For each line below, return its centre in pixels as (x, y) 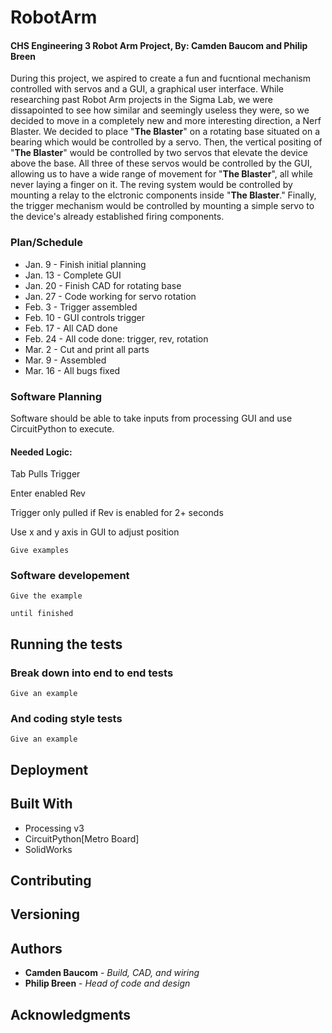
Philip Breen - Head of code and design (107, 983)
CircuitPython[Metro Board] (82, 838)
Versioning (45, 914)
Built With (41, 804)
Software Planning (56, 396)
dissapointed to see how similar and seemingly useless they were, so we (160, 110)
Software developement (70, 576)
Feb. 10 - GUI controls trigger (84, 317)
